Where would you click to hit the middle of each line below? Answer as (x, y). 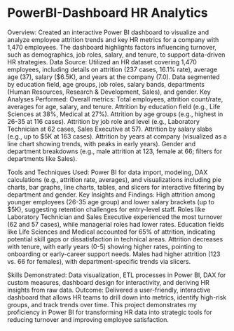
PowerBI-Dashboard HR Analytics (108, 13)
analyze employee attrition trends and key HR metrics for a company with (113, 39)
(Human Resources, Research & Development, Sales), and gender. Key (109, 92)
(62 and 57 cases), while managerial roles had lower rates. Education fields (116, 224)
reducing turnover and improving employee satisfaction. (88, 319)
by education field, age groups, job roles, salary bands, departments (106, 84)
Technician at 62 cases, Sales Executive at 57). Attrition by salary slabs (110, 129)
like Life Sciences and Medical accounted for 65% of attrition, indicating (111, 232)
